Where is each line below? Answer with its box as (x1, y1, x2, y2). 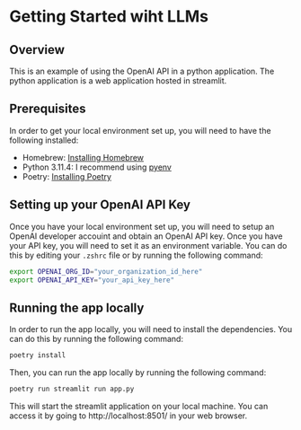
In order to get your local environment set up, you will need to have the (9, 125, 271, 136)
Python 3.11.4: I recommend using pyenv (22, 162, 173, 172)
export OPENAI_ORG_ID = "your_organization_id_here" (9, 267, 203, 276)
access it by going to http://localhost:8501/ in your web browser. (9, 410, 248, 421)
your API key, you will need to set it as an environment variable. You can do (9, 240, 288, 250)
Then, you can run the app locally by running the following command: (9, 367, 267, 378)
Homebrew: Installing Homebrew (22, 152, 145, 162)
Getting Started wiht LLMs (9, 6, 209, 27)
